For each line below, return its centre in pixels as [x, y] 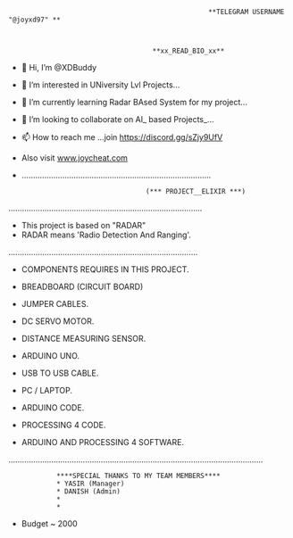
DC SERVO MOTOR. [58, 321]
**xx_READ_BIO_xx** [188, 51]
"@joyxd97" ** [35, 20]
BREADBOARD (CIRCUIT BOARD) [82, 286]
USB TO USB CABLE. [60, 373]
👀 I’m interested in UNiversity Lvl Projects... [100, 85]
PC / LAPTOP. [47, 390]
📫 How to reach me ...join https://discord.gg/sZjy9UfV [122, 137]
